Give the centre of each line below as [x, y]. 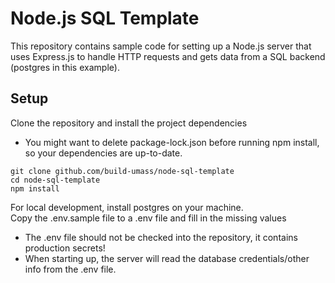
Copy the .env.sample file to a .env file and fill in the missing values [148, 218]
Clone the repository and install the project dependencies [129, 123]
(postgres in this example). [65, 67]
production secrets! [65, 248]
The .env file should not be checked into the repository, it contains [161, 237]
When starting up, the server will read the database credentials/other [167, 258]
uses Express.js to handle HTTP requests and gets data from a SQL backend [168, 56]
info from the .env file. [70, 269]
